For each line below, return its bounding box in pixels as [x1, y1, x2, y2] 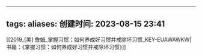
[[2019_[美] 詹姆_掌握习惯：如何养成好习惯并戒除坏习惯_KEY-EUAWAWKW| [6, 36, 192, 43]
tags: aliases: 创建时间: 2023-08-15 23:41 [6, 19, 165, 29]
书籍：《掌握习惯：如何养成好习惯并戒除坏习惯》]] [6, 43, 126, 51]
